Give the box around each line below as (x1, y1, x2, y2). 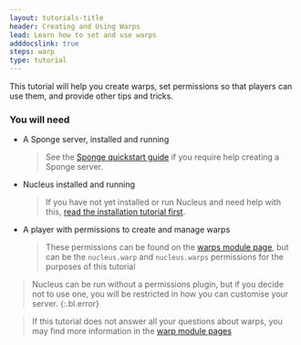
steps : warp (9, 47, 55, 57)
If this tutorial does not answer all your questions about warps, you (31, 316, 283, 327)
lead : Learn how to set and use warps (9, 30, 157, 39)
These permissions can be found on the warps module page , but (45, 242, 289, 253)
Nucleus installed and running (22, 179, 135, 190)
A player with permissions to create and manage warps (22, 225, 231, 235)
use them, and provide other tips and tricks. (9, 90, 173, 101)
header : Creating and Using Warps (9, 22, 141, 31)
